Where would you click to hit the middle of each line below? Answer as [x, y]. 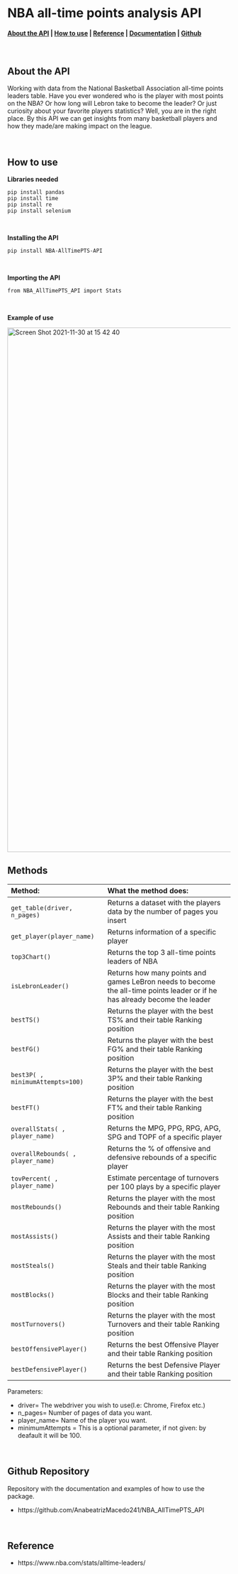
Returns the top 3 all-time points [161, 952]
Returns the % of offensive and [159, 1148]
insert [117, 920]
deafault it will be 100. [49, 1435]
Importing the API [34, 278]
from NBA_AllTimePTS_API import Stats [64, 291]
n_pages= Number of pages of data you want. [85, 1412]
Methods [28, 871]
